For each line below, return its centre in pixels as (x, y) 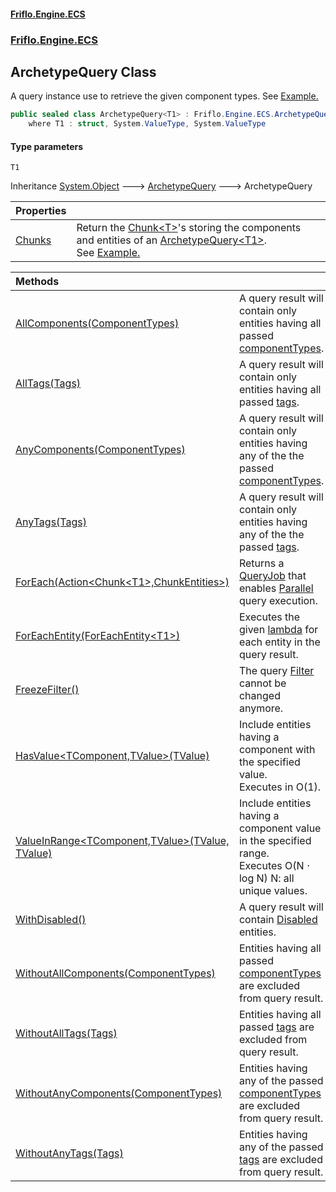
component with (277, 750)
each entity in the (279, 642)
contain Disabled (278, 920)
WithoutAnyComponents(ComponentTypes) (119, 1093)
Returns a (261, 563)
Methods (37, 282)
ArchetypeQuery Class (83, 71)
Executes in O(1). (280, 787)
